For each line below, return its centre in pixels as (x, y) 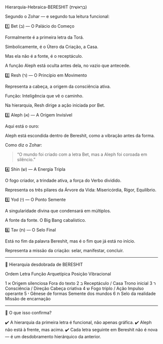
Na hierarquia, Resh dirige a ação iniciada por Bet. (55, 105)
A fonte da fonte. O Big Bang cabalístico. (46, 220)
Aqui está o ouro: (22, 126)
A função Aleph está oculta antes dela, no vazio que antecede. (68, 66)
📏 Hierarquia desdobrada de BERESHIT (44, 264)
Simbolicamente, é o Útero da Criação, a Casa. (52, 47)
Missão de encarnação (28, 299)
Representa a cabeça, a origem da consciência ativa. (58, 86)
